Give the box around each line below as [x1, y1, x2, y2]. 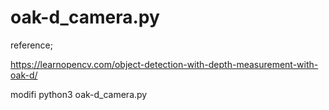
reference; [10, 39, 53, 51]
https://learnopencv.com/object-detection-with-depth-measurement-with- [10, 58, 319, 70]
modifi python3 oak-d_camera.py [10, 88, 148, 100]
